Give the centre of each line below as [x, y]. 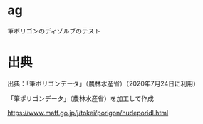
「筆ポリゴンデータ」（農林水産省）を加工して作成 [81, 98]
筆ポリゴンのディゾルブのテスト [54, 31]
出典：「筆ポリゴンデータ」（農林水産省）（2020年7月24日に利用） [104, 83]
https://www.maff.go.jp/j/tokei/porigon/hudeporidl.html [88, 113]
